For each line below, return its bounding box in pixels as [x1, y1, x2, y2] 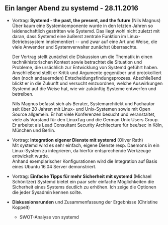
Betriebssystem [12, 39, 45, 45]
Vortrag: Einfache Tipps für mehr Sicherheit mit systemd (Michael [12, 173, 152, 179]
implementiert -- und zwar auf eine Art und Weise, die [45, 39, 158, 45]
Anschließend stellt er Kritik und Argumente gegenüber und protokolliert [12, 70, 162, 76]
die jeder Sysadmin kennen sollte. [12, 189, 82, 195]
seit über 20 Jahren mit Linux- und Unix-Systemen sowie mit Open [12, 106, 150, 112]
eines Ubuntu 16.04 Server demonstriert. [12, 163, 97, 169]
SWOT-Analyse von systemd [19, 214, 79, 220]
